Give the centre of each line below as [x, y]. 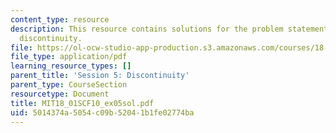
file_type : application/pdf [69, 57]
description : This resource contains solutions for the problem [147, 29]
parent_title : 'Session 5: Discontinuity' [100, 76]
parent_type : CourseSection [69, 85]
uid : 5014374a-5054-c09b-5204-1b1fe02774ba [102, 112]
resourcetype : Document [60, 94]
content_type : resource [60, 19]
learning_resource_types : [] [71, 66]
